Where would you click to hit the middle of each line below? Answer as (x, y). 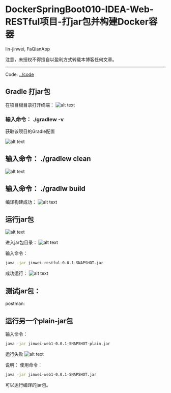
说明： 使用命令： (24, 364)
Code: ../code (20, 74)
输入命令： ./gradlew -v (35, 119)
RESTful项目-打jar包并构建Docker (77, 22)
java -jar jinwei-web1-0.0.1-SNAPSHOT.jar (51, 374)
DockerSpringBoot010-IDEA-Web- (80, 9)
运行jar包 (20, 220)
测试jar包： (23, 291)
